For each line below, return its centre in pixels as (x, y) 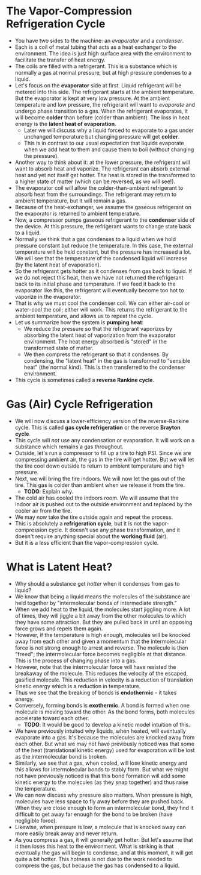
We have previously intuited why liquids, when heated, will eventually (100, 731)
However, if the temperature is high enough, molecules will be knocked (103, 635)
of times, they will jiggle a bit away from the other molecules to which (100, 615)
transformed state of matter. (59, 348)
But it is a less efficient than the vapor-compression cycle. (87, 542)
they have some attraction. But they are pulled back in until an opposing (103, 622)
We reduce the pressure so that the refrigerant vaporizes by (98, 328)
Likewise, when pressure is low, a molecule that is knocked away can (100, 827)
